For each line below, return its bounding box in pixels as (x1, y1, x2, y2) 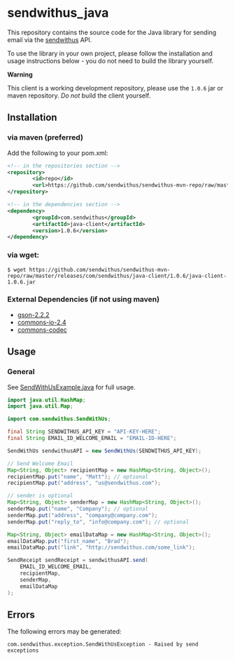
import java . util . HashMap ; (7, 396, 86, 403)
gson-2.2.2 (17, 310, 50, 319)
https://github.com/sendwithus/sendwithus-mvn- (29, 266, 171, 273)
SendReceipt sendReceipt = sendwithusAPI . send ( (7, 556, 149, 564)
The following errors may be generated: (7, 627, 122, 636)
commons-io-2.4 (17, 318, 66, 326)
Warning (7, 70, 33, 79)
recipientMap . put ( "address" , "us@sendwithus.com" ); (7, 479, 161, 487)
